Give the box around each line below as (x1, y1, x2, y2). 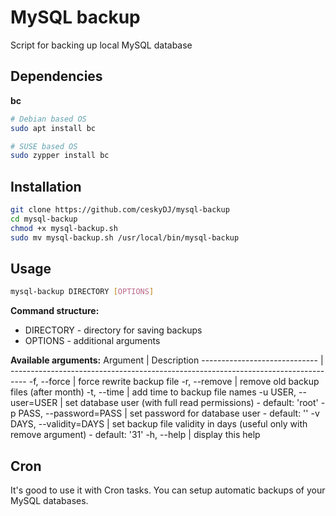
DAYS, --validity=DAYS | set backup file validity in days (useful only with (10, 418, 308, 430)
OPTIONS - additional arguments (24, 335, 161, 347)
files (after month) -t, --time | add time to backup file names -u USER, (10, 386, 297, 398)
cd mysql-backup (10, 214, 78, 224)
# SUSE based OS (10, 141, 78, 151)
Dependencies (10, 68, 103, 85)
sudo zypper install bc (10, 151, 110, 161)
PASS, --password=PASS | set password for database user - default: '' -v (18, 407, 320, 420)
